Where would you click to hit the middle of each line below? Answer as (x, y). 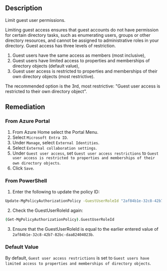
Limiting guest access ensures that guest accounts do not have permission (82, 30)
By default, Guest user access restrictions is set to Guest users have (77, 258)
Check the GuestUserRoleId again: (48, 210)
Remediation (25, 107)
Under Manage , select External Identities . (56, 142)
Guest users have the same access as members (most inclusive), (79, 55)
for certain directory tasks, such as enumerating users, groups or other (78, 35)
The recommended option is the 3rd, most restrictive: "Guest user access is (83, 86)
